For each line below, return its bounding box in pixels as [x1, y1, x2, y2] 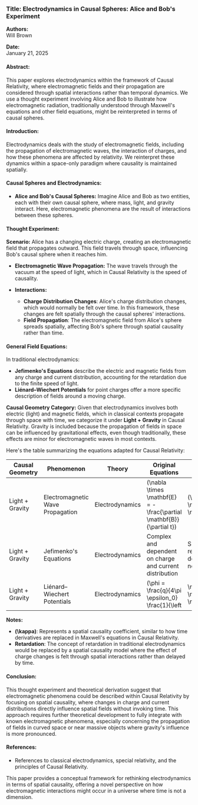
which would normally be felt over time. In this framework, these [23, 304, 180, 311]
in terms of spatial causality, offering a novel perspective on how [6, 781, 163, 788]
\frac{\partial [146, 508, 182, 516]
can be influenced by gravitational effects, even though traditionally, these [6, 429, 187, 436]
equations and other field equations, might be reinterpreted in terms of [6, 108, 178, 115]
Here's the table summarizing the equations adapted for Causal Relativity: [6, 447, 185, 454]
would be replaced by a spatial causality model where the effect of [14, 647, 177, 654]
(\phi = [146, 579, 166, 587]
